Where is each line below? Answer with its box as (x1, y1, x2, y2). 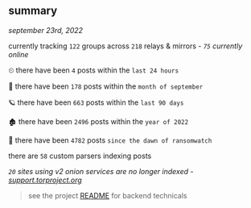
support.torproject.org (8, 175, 82, 185)
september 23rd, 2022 (8, 25, 83, 35)
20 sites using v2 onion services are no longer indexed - (8, 166, 194, 176)
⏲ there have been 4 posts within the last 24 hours (8, 65, 179, 75)
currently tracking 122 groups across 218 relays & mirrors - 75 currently (8, 41, 243, 51)
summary (8, 4, 58, 18)
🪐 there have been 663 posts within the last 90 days (8, 98, 184, 107)
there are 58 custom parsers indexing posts (8, 151, 152, 160)
